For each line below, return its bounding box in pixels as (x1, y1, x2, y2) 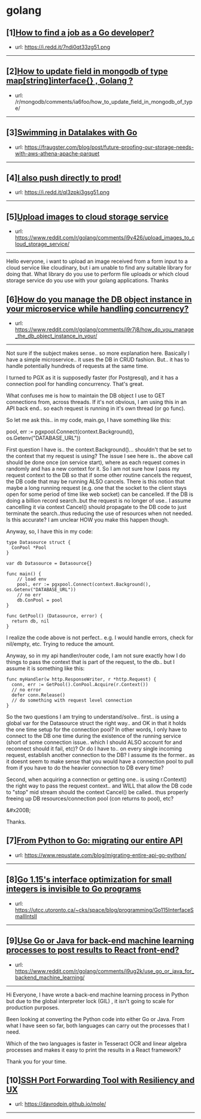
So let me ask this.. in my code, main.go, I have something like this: (6, 417, 172, 424)
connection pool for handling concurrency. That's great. (6, 381, 144, 388)
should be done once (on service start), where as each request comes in (6, 459, 185, 466)
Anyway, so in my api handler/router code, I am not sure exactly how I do (6, 652, 186, 659)
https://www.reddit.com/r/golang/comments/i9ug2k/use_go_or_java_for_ (14, 967, 194, 974)
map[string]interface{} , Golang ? (6, 76, 133, 86)
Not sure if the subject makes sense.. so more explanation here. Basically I (6, 349, 190, 357)
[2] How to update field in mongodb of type (6, 67, 169, 77)
